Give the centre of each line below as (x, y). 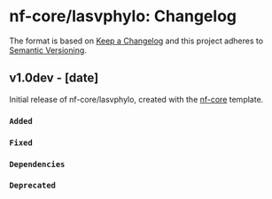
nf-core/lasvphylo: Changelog (123, 16)
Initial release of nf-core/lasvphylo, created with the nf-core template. (136, 99)
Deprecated (32, 186)
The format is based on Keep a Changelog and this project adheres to (136, 41)
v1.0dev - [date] (54, 78)
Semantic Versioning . (48, 50)
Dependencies (37, 164)
